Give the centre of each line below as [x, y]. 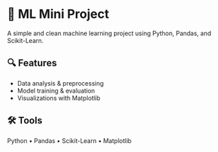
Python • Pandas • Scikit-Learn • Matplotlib [70, 140]
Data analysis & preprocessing [60, 83]
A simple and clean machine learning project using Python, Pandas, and [109, 33]
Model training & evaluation [56, 91]
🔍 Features [32, 63]
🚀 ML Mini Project [58, 14]
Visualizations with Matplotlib [59, 98]
